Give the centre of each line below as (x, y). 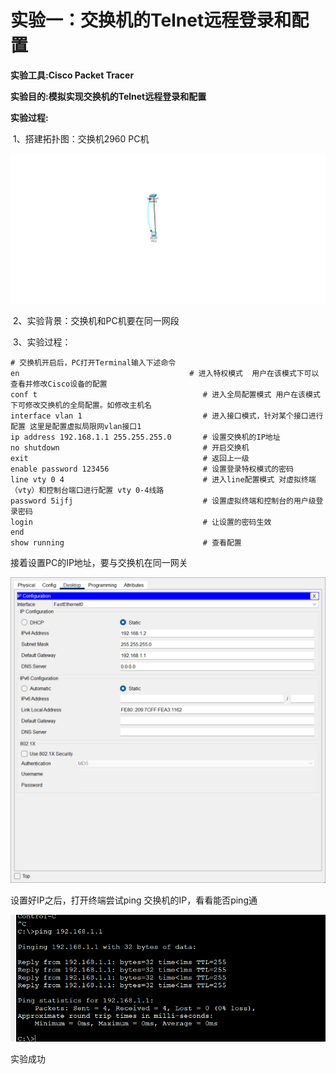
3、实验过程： (42, 342)
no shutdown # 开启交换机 (130, 448)
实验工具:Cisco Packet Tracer (72, 75)
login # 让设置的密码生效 (141, 522)
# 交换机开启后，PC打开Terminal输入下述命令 (93, 363)
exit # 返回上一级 (130, 459)
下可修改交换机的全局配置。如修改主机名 (81, 406)
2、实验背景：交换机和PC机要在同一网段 (96, 321)
